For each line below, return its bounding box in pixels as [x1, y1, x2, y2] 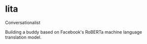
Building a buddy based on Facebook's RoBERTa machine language [5, 29, 143, 35]
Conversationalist [5, 20, 41, 25]
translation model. [5, 34, 42, 40]
